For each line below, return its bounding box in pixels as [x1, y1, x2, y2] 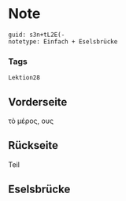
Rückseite [8, 139, 59, 152]
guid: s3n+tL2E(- [8, 31, 65, 39]
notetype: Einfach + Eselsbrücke [8, 37, 118, 46]
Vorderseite [8, 95, 68, 109]
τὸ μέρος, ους [8, 116, 54, 126]
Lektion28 [8, 74, 41, 82]
